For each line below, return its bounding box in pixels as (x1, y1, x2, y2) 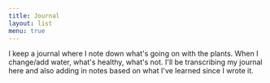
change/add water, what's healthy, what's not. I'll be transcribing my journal (8, 57, 263, 67)
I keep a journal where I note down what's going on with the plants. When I (8, 49, 259, 59)
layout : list (8, 19, 53, 27)
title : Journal (8, 11, 60, 20)
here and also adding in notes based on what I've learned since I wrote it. (8, 66, 254, 76)
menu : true (8, 27, 46, 35)
